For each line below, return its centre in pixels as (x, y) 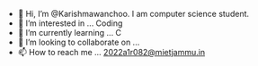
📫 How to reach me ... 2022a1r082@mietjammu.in (111, 52)
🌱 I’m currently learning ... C (70, 33)
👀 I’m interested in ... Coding (70, 23)
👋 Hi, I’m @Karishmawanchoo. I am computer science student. (133, 14)
